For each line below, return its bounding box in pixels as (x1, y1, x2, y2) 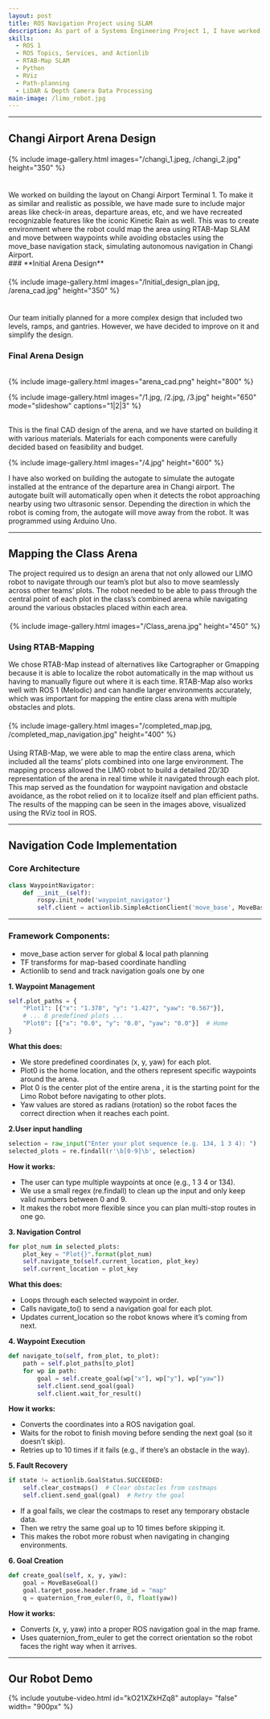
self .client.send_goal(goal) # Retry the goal (22, 1491, 185, 1500)
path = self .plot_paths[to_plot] (22, 1360, 135, 1368)
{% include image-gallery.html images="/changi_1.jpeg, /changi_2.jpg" (8, 154, 241, 163)
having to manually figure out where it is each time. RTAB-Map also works (8, 677, 253, 687)
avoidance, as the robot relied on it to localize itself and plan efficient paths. (8, 791, 260, 801)
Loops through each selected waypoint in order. (19, 1295, 179, 1305)
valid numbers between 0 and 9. (19, 1194, 127, 1204)
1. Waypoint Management (8, 981, 96, 991)
